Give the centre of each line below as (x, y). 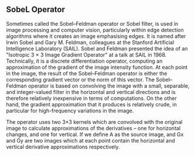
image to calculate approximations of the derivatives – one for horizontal (93, 128)
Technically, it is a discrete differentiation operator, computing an (84, 61)
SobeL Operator (36, 10)
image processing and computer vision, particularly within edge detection (95, 30)
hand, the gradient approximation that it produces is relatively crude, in (91, 104)
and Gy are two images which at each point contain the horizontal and (90, 140)
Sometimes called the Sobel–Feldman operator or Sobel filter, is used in (92, 23)
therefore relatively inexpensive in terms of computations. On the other (91, 98)
